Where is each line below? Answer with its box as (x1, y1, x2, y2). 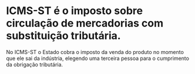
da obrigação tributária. (6, 60, 63, 68)
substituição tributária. (6, 29, 122, 42)
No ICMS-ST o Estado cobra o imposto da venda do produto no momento (6, 48, 184, 55)
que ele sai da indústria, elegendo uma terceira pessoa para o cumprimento (6, 55, 190, 62)
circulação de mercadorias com (6, 16, 163, 30)
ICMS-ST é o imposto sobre (6, 4, 143, 18)
